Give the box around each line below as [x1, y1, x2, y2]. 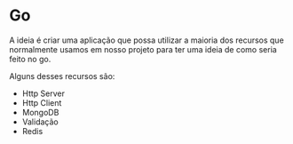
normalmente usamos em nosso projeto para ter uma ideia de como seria [9, 44, 277, 54]
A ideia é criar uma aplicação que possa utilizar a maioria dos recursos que [9, 35, 284, 45]
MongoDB [21, 107, 59, 117]
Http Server [21, 88, 65, 99]
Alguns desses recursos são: [9, 70, 115, 81]
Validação [21, 116, 59, 127]
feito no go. [9, 53, 51, 64]
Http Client [21, 97, 62, 108]
